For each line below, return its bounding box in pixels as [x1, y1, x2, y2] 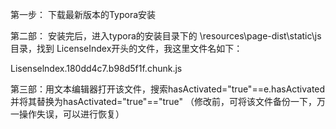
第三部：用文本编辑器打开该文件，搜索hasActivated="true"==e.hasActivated [10, 83, 326, 95]
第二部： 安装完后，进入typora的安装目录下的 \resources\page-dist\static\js [10, 30, 322, 42]
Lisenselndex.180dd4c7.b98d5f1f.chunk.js [10, 63, 183, 74]
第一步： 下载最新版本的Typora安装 [10, 9, 157, 20]
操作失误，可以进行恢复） [18, 108, 125, 120]
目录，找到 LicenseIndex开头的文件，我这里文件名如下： [10, 43, 243, 54]
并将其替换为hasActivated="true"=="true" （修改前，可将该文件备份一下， [10, 96, 317, 107]
